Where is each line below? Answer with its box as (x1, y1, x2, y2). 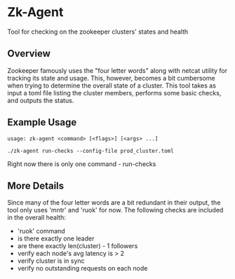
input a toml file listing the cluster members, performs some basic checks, (7, 88, 222, 97)
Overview (7, 48, 51, 60)
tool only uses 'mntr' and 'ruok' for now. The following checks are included (7, 206, 224, 215)
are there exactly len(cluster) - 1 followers (17, 242, 138, 250)
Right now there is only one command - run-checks (7, 159, 156, 168)
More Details (7, 179, 65, 191)
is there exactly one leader (17, 234, 95, 243)
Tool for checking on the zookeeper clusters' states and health (7, 27, 189, 36)
